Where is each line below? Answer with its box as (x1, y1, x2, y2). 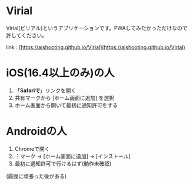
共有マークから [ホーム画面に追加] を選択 (14, 94, 115, 101)
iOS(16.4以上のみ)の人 (6, 66, 115, 80)
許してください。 (6, 31, 48, 39)
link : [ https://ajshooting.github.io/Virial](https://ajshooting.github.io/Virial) (6, 43, 185, 51)
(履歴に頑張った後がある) (6, 173, 67, 180)
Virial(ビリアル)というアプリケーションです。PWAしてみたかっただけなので (6, 24, 188, 31)
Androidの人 (6, 125, 68, 138)
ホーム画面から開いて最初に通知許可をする (14, 102, 118, 109)
